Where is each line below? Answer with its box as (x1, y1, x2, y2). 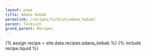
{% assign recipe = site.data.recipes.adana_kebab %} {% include (5, 40, 141, 46)
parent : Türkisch (5, 21, 42, 27)
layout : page (5, 7, 33, 13)
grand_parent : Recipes (5, 26, 53, 31)
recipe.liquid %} (5, 45, 39, 51)
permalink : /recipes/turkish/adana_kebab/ (5, 17, 96, 22)
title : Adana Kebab (5, 12, 46, 17)
